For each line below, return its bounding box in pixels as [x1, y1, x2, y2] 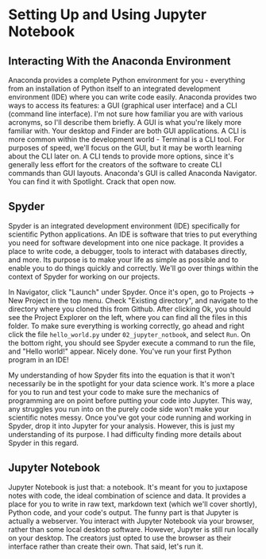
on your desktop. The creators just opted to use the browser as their [8, 533, 232, 542]
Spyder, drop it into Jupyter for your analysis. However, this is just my [8, 420, 236, 431]
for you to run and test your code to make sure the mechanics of [8, 387, 220, 397]
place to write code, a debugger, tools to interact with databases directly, [8, 246, 248, 256]
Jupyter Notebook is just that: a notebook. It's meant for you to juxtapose [8, 482, 248, 491]
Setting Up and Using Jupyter [8, 6, 207, 24]
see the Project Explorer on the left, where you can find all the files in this [8, 312, 248, 322]
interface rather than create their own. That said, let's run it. [8, 541, 204, 551]
